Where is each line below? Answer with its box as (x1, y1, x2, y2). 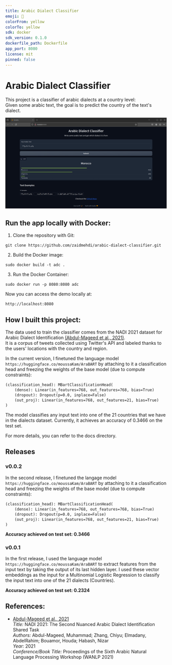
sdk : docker (5, 30, 31, 35)
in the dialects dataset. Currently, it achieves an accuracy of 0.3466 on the (5, 417, 163, 423)
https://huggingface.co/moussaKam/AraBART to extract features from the (5, 561, 157, 567)
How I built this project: (5, 316, 81, 324)
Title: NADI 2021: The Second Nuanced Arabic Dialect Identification (12, 621, 155, 627)
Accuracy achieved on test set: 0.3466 (5, 531, 90, 537)
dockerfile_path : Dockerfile (5, 41, 68, 46)
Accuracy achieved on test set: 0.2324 (5, 588, 90, 594)
